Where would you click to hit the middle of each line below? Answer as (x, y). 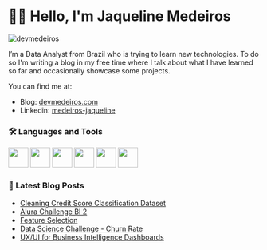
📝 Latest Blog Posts (47, 185)
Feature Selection (49, 220)
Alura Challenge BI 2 (53, 212)
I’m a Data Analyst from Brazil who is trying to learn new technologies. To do (133, 54)
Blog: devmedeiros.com (59, 101)
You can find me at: (40, 86)
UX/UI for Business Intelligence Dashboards (92, 237)
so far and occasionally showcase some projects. (89, 70)
